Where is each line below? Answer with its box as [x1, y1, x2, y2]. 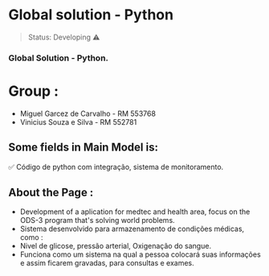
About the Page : [8, 186, 94, 199]
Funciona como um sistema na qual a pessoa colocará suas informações [19, 249, 261, 259]
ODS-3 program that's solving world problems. [19, 216, 175, 225]
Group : [8, 82, 59, 101]
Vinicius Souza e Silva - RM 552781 [19, 117, 137, 126]
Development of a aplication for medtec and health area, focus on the [19, 207, 251, 216]
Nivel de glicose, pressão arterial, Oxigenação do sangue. [19, 241, 211, 251]
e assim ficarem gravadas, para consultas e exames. [19, 258, 194, 268]
